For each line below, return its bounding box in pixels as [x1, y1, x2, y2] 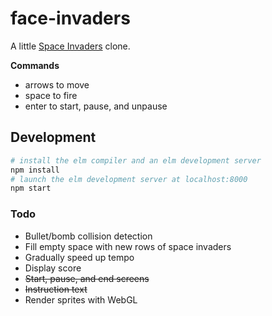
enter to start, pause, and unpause [24, 100, 168, 112]
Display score [24, 262, 82, 274]
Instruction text [24, 283, 88, 295]
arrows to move [24, 78, 90, 91]
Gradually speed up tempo [24, 251, 135, 263]
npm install [10, 165, 60, 175]
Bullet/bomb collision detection [24, 230, 153, 242]
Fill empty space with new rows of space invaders [24, 240, 232, 252]
